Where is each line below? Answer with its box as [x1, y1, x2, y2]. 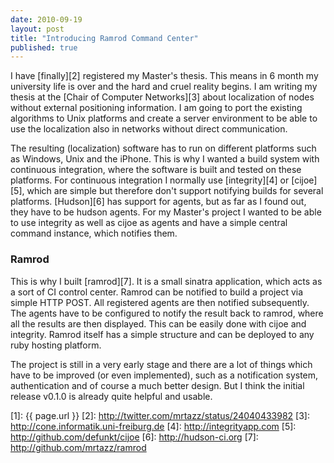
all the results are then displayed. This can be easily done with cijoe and [10, 317, 307, 330]
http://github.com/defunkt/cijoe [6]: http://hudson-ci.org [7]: [10, 431, 259, 443]
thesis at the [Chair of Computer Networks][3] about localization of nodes [10, 91, 315, 103]
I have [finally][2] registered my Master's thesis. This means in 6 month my [10, 70, 319, 82]
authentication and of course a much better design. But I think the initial [10, 379, 305, 391]
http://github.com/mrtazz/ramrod [10, 441, 147, 453]
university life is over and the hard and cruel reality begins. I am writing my [10, 81, 318, 93]
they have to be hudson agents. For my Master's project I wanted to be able [10, 206, 322, 218]
